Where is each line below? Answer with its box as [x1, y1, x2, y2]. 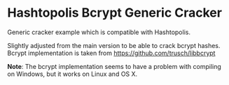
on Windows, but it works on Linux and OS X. [7, 70, 138, 78]
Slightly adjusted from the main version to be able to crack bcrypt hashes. [7, 41, 221, 49]
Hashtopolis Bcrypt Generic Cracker [7, 5, 223, 21]
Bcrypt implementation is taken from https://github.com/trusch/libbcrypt [7, 49, 216, 57]
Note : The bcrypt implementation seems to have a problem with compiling [7, 62, 222, 70]
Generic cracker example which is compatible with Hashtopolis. [7, 28, 191, 36]
